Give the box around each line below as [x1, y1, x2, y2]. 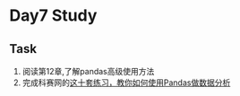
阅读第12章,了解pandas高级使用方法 [21, 66, 155, 76]
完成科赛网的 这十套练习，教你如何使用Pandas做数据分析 [21, 77, 231, 88]
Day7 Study [9, 5, 98, 26]
